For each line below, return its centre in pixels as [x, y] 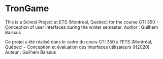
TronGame [27, 9]
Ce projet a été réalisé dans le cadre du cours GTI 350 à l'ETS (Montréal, [79, 41]
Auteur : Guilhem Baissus [31, 52]
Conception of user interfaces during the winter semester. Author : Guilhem [82, 27]
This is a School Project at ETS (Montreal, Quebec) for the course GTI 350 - [82, 22]
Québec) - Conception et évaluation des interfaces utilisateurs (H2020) [77, 47]
